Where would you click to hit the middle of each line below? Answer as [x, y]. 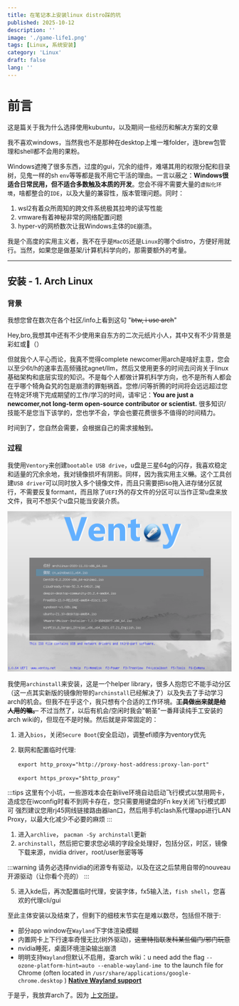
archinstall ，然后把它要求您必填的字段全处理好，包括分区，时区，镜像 [122, 844]
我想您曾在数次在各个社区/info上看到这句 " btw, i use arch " [92, 320]
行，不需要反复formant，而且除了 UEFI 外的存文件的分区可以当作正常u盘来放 [117, 492]
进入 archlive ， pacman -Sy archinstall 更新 [82, 834]
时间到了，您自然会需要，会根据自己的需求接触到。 [82, 428]
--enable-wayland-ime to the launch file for [160, 965]
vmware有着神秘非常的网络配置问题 [70, 217]
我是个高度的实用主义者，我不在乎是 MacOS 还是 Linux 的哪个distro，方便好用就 [119, 241]
